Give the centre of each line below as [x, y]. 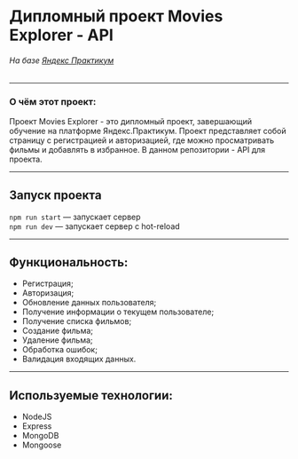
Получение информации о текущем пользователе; [118, 312]
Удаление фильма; [57, 340]
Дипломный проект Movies [116, 16]
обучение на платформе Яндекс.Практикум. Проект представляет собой [148, 131]
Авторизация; [48, 293]
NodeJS [37, 417]
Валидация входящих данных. [79, 359]
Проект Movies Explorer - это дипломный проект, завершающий [131, 121]
